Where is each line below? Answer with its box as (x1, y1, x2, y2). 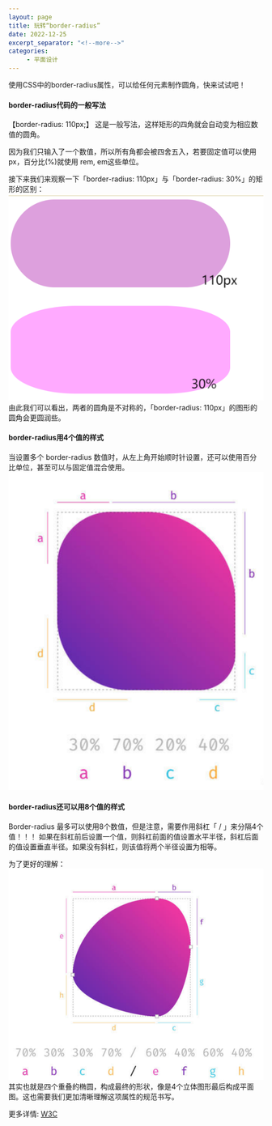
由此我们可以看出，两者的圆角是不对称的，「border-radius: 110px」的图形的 (8, 402, 257, 412)
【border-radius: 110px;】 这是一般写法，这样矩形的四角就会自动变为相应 (8, 120, 251, 130)
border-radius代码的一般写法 (8, 100, 107, 109)
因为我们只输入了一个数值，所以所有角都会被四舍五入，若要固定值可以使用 (8, 147, 257, 157)
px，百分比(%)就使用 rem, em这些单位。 (8, 157, 143, 167)
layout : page (8, 13, 53, 21)
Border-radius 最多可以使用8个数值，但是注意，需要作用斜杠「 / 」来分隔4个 (8, 822, 264, 831)
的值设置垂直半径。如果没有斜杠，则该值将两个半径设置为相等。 (8, 842, 221, 852)
